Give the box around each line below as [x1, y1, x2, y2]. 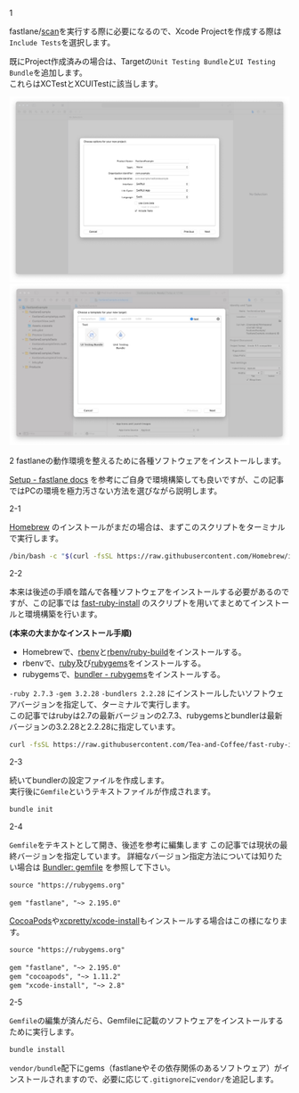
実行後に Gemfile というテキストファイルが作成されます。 [9, 785, 216, 797]
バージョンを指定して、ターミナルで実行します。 [16, 699, 195, 709]
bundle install [9, 1045, 66, 1054]
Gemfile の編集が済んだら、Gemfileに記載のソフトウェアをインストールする [9, 1014, 284, 1025]
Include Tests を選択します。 [9, 37, 116, 47]
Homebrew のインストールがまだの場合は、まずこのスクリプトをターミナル [9, 522, 286, 533]
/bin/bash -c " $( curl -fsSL [9, 552, 114, 561]
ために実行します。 [9, 1026, 79, 1037]
